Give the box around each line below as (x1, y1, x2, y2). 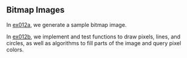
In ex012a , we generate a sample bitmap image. (6, 21, 127, 28)
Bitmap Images (6, 5, 65, 15)
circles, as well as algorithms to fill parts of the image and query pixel (6, 39, 181, 46)
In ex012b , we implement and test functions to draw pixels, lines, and (6, 33, 181, 40)
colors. (6, 46, 24, 53)
